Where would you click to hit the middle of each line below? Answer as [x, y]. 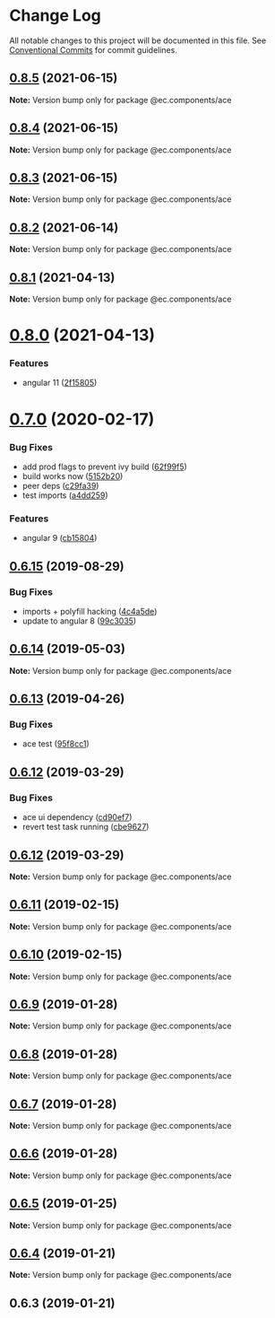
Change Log [55, 16]
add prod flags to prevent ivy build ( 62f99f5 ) [105, 467]
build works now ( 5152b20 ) [73, 476]
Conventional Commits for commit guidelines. [93, 49]
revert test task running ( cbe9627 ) [86, 827]
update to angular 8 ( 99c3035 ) [79, 621]
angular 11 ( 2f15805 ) [60, 383]
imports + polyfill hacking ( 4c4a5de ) [90, 611]
